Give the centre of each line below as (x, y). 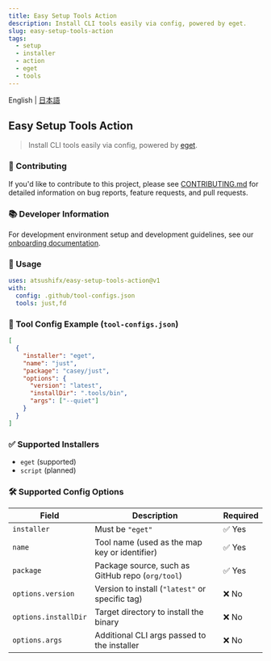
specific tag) (119, 599)
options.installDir (50, 617)
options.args (38, 640)
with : (17, 288)
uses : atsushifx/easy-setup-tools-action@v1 (84, 281)
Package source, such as (142, 566)
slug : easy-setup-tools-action (61, 31)
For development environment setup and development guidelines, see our (131, 234)
